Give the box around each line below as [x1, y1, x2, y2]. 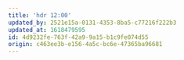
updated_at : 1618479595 [8, 26, 86, 34]
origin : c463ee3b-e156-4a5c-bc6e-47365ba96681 [8, 41, 163, 48]
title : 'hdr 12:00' [8, 11, 72, 19]
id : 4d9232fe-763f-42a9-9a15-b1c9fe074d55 [8, 33, 149, 41]
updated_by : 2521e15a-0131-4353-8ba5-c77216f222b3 [8, 19, 177, 26]
